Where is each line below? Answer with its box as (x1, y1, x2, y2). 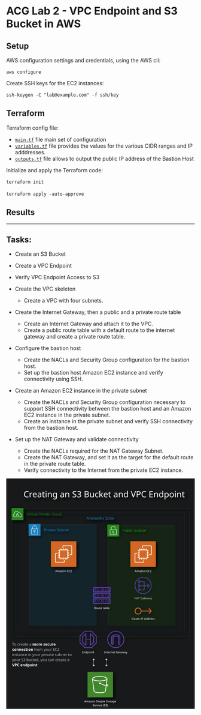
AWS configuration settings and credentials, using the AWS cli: (6, 57, 161, 64)
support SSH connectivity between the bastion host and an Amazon (23, 405, 191, 412)
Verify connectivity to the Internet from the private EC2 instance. (23, 466, 184, 474)
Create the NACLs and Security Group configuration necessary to (23, 399, 186, 406)
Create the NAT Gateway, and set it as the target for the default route (23, 454, 194, 461)
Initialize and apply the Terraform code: (6, 166, 103, 173)
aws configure (6, 69, 42, 75)
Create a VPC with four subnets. (23, 297, 103, 304)
